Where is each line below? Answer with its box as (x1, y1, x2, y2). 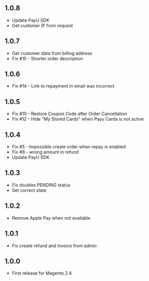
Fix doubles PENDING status (11, 182, 71, 188)
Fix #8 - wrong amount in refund (11, 149, 79, 155)
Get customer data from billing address (11, 50, 93, 56)
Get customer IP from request (11, 22, 73, 28)
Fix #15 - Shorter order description (11, 55, 83, 61)
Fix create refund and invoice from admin (11, 243, 97, 249)
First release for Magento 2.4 (11, 270, 72, 276)
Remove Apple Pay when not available (11, 215, 91, 221)
